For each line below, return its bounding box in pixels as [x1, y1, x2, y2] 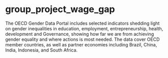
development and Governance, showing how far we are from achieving [5, 31, 154, 37]
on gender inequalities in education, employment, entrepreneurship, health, [5, 25, 163, 31]
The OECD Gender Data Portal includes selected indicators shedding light [5, 20, 160, 26]
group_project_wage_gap [5, 4, 116, 15]
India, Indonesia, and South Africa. [5, 47, 78, 53]
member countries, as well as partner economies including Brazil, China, [5, 41, 157, 47]
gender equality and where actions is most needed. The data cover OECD [5, 36, 160, 42]
